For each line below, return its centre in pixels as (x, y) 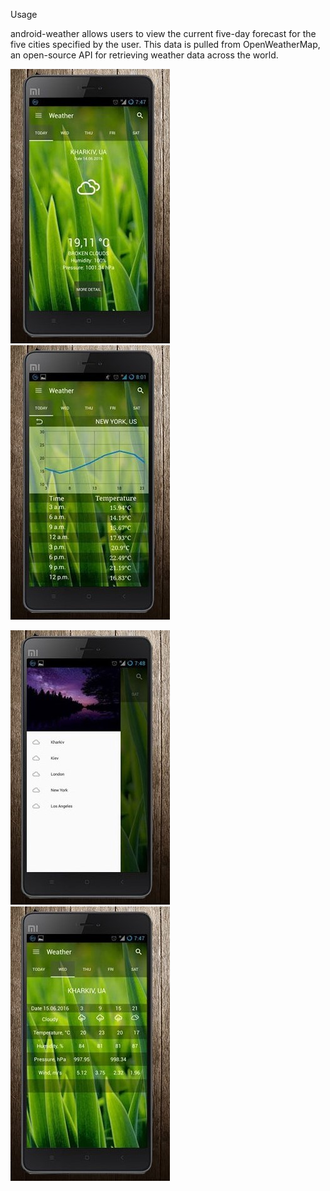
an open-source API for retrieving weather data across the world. (144, 55)
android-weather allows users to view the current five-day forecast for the (163, 33)
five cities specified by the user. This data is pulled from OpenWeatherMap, (165, 44)
